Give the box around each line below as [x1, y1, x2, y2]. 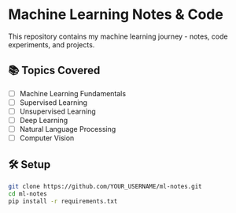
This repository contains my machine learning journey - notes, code [8, 32, 228, 41]
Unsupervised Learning [19, 106, 96, 116]
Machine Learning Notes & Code [8, 6, 224, 24]
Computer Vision [19, 133, 75, 143]
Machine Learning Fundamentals [19, 88, 127, 98]
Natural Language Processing [19, 125, 116, 133]
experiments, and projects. [8, 39, 95, 49]
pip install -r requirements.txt [8, 197, 118, 205]
